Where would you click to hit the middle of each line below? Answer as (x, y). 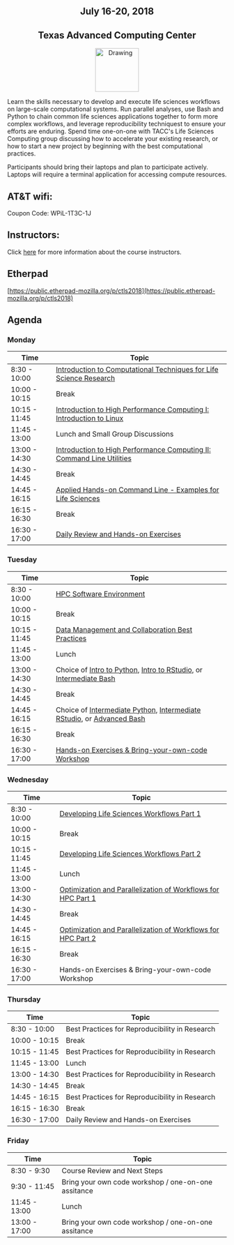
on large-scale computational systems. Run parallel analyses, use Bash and (116, 109)
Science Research (85, 378)
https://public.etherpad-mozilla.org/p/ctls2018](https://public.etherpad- (112, 290)
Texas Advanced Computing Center (117, 35)
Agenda (25, 320)
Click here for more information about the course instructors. (95, 252)
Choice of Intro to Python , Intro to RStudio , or (129, 670)
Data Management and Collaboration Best (124, 629)
